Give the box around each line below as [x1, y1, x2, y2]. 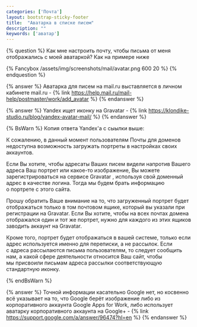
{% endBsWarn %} [6, 277, 52, 284]
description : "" [6, 25, 46, 32]
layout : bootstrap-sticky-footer [6, 14, 89, 20]
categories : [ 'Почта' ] [6, 8, 62, 15]
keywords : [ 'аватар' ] [6, 31, 60, 37]
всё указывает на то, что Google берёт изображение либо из [6, 295, 161, 302]
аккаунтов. [6, 149, 34, 156]
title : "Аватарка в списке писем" [6, 20, 94, 26]
